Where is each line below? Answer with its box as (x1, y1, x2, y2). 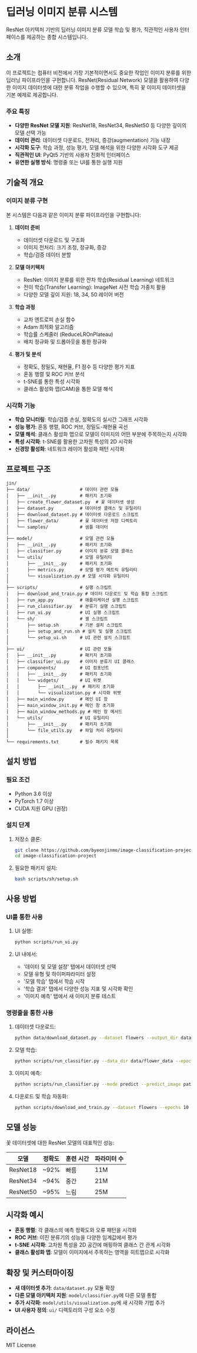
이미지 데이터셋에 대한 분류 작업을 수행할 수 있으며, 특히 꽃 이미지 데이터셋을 (12, 84, 186, 91)
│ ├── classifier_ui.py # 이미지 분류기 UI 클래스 (6, 659, 135, 664)
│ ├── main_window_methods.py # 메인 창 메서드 (6, 709, 123, 715)
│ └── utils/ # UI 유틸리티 (6, 715, 109, 721)
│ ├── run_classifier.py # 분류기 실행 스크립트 (6, 603, 127, 609)
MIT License (6, 1342, 36, 1349)
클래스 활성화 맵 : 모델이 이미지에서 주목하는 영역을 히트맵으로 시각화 (14, 1249, 170, 1256)
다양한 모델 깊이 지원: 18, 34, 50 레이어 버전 (23, 291, 124, 298)
